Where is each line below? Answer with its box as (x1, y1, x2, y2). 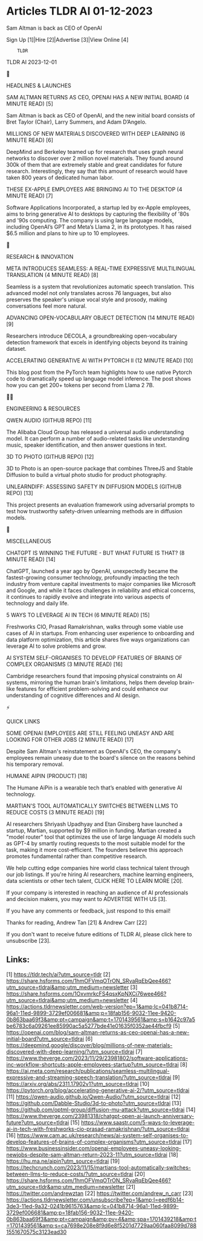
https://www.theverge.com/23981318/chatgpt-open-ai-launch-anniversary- (6, 1112, 195, 1119)
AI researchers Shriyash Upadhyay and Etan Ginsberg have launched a (6, 820, 183, 828)
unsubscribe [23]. (6, 937, 51, 944)
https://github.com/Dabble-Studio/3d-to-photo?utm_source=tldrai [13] (6, 1099, 182, 1106)
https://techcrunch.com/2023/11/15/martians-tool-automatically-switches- (6, 1163, 192, 1171)
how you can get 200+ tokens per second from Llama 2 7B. (6, 381, 155, 388)
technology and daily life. (6, 599, 69, 607)
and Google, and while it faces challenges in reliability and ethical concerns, (6, 587, 196, 594)
